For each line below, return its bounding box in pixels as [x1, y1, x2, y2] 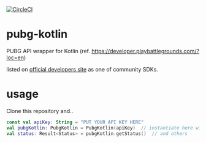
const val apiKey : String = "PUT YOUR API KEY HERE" [6, 119, 144, 125]
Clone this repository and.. [6, 107, 74, 114]
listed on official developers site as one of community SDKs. [6, 65, 158, 73]
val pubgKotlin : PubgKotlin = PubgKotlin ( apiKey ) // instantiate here [6, 125, 193, 131]
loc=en [6, 54, 25, 61]
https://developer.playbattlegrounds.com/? [91, 47, 200, 54]
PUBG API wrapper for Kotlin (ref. [6, 47, 91, 54]
